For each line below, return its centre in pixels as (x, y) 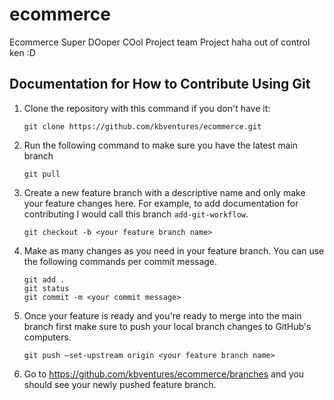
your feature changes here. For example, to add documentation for (161, 203)
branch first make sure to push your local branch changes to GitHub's (167, 326)
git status (46, 288)
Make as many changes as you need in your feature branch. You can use (174, 250)
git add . (44, 279)
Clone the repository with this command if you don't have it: (147, 108)
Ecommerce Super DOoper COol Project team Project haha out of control (160, 42)
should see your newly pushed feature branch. (120, 384)
